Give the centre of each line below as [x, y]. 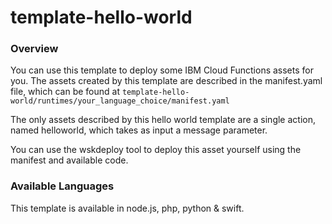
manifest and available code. [69, 160]
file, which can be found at [65, 92]
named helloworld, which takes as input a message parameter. [139, 130]
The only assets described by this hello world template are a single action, [163, 120]
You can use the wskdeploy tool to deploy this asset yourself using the [156, 150]
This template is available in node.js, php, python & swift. [127, 208]
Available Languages [62, 186]
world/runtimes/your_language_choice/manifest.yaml [120, 101]
